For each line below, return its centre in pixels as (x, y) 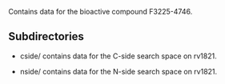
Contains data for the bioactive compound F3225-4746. (100, 12)
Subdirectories (46, 36)
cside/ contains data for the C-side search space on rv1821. (119, 56)
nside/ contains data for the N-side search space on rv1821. (119, 71)
